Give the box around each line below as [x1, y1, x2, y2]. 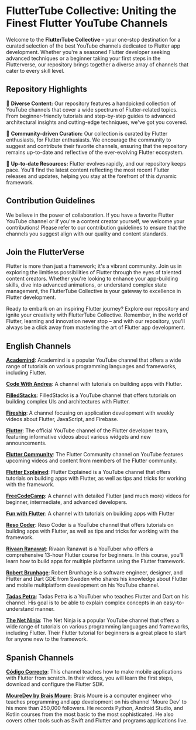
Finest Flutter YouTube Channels [6, 16, 168, 30]
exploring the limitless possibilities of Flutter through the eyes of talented [6, 269, 182, 276]
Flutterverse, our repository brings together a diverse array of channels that [6, 60, 189, 68]
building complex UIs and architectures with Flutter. [6, 398, 130, 405]
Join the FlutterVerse [6, 247, 85, 257]
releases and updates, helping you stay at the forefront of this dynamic [6, 172, 177, 180]
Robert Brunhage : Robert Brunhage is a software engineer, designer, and [6, 569, 183, 576]
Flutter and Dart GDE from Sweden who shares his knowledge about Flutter [6, 576, 188, 583]
